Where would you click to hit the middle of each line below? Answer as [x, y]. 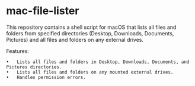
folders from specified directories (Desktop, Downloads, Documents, [90, 33]
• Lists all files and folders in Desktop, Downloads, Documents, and [98, 62]
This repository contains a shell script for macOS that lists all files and [91, 27]
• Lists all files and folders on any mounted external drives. [90, 72]
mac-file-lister [43, 11]
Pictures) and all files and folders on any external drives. [75, 39]
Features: [18, 51]
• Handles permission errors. [46, 77]
